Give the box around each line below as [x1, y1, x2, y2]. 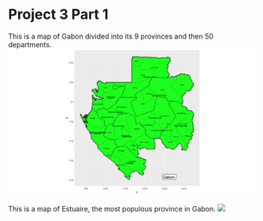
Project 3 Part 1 [8, 6, 109, 24]
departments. [8, 39, 52, 49]
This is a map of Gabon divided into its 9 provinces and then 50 [8, 31, 214, 41]
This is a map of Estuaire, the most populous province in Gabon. [8, 204, 217, 213]
